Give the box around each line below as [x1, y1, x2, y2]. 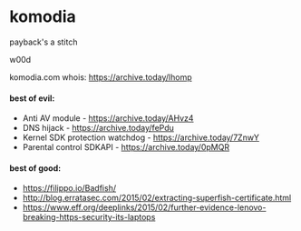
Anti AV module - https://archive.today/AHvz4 [22, 113, 194, 124]
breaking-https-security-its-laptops [22, 212, 156, 223]
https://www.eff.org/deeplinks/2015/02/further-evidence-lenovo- [22, 202, 267, 213]
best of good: [9, 162, 62, 174]
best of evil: [9, 93, 55, 104]
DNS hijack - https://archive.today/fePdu [22, 123, 175, 134]
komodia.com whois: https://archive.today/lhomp [9, 71, 192, 83]
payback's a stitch [9, 36, 78, 47]
